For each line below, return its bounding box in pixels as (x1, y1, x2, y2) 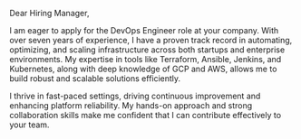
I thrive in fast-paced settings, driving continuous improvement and (9, 90, 261, 101)
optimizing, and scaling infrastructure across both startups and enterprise (9, 44, 286, 55)
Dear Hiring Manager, (9, 8, 90, 18)
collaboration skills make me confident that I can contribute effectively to (9, 110, 282, 120)
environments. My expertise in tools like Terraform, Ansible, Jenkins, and (9, 54, 282, 64)
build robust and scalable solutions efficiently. (9, 73, 181, 84)
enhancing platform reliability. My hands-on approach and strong (9, 100, 253, 111)
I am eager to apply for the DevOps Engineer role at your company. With (9, 25, 279, 35)
